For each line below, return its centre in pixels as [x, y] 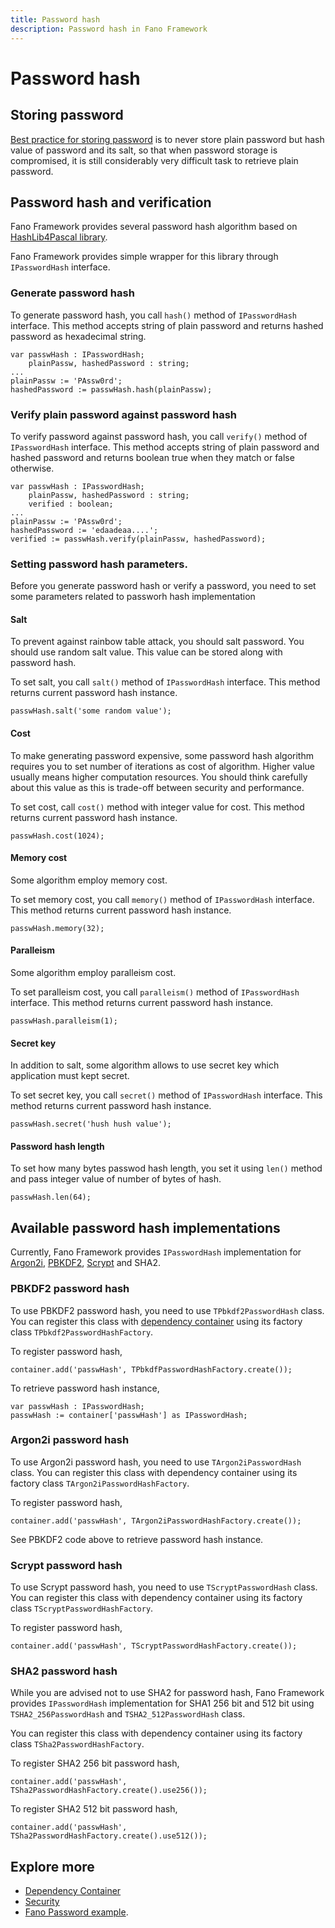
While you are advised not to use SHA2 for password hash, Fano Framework [167, 1693]
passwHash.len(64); [51, 1197]
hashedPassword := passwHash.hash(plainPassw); [111, 389]
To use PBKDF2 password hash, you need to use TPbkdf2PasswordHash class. [167, 1310]
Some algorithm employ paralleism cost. [93, 973]
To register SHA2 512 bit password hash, [94, 1809]
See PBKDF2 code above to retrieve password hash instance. [137, 1539]
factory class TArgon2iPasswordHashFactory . [100, 1483]
